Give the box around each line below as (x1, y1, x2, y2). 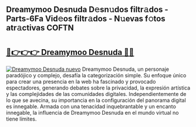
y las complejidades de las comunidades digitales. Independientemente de (6, 91, 187, 97)
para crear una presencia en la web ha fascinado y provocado (6, 78, 156, 85)
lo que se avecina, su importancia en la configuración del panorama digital (6, 97, 186, 104)
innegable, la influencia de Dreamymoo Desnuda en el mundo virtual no (6, 109, 179, 116)
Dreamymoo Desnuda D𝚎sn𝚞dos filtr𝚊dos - (6, 5, 168, 15)
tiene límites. (6, 115, 37, 122)
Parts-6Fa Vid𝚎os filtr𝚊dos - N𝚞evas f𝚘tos (6, 14, 165, 24)
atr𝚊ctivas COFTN (6, 23, 75, 33)
